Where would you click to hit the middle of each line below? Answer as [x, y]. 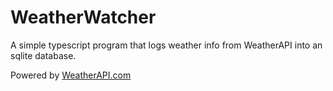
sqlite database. [43, 55]
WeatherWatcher [83, 17]
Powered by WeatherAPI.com [71, 75]
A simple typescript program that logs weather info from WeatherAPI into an [166, 45]
